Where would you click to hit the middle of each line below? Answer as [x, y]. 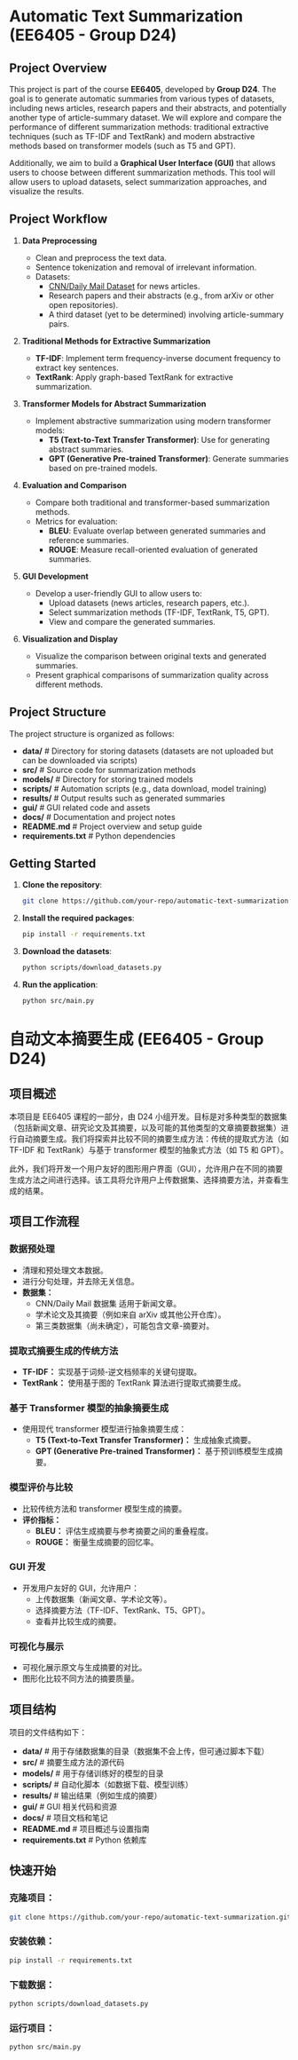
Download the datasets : [67, 951]
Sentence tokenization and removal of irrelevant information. [146, 267]
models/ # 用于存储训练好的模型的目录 [93, 1773]
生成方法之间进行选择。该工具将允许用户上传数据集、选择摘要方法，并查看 [145, 1180]
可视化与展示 [37, 1646]
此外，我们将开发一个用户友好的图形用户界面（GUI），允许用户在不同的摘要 [146, 1168]
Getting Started [53, 864]
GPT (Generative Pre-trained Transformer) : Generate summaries [169, 458]
